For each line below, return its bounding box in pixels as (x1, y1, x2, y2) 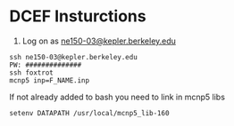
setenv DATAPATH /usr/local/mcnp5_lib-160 (9, 108, 170, 117)
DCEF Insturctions (9, 6, 146, 27)
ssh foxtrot (9, 68, 54, 77)
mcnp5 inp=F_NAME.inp (9, 75, 90, 85)
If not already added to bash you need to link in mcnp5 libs (9, 91, 226, 102)
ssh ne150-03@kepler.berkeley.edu (9, 52, 138, 61)
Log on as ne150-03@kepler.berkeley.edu (21, 35, 177, 46)
